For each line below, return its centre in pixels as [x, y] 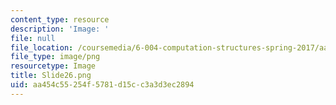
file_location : [42, 47]
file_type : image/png [55, 57]
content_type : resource [60, 19]
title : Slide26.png [51, 76]
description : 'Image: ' [60, 29]
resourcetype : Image [53, 66]
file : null [33, 38]
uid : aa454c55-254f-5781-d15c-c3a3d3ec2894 [102, 85]
